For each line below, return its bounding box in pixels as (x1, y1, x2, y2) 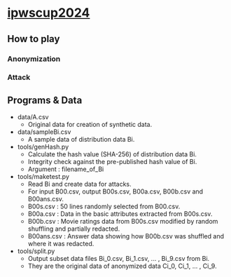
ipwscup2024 (7, 5, 90, 21)
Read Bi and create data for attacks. (27, 180, 132, 189)
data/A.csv (17, 113, 49, 121)
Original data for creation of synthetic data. (27, 121, 153, 129)
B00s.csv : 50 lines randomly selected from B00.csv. (27, 202, 181, 211)
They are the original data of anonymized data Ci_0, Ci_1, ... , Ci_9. (27, 262, 217, 271)
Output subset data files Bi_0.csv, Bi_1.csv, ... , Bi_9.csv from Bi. (27, 255, 210, 263)
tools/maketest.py (17, 173, 70, 181)
